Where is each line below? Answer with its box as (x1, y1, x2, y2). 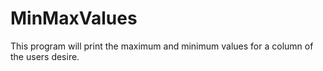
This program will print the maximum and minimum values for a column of (10, 40, 314, 52)
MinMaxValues (10, 7, 138, 30)
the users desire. (10, 50, 80, 62)
